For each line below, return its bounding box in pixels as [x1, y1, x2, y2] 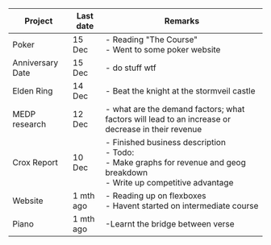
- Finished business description [104, 137, 226, 147]
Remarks [164, 15, 200, 27]
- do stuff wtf [104, 62, 156, 73]
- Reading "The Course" [104, 34, 198, 45]
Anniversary [12, 57, 59, 68]
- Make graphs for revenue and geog [104, 157, 246, 168]
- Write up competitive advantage [104, 177, 234, 188]
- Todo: [104, 147, 135, 158]
